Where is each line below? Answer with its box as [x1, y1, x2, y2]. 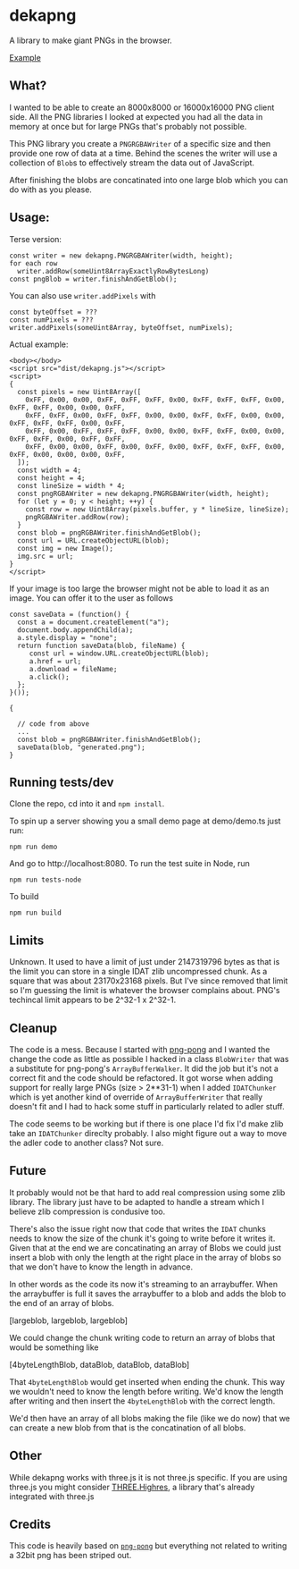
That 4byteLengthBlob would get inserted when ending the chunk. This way [9, 1376, 286, 1387]
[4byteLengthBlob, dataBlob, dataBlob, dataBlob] [9, 1359, 190, 1370]
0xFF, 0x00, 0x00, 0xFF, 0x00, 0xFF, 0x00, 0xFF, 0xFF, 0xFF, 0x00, [25, 442, 286, 451]
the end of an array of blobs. [9, 1297, 114, 1308]
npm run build [9, 908, 62, 917]
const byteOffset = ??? [9, 308, 98, 316]
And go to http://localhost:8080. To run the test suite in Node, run [9, 858, 250, 869]
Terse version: [9, 233, 62, 244]
